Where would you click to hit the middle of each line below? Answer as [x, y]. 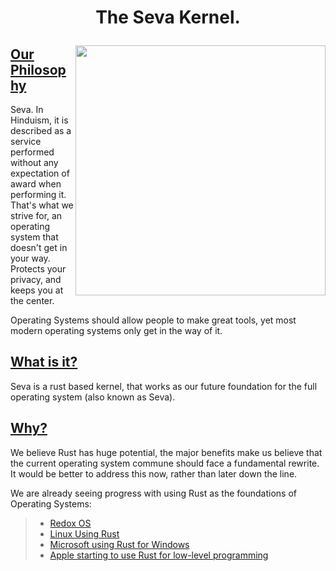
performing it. [38, 194]
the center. [32, 300]
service [26, 141]
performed [32, 152]
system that [34, 237]
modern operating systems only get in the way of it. [116, 330]
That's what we [42, 205]
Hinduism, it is [39, 120]
